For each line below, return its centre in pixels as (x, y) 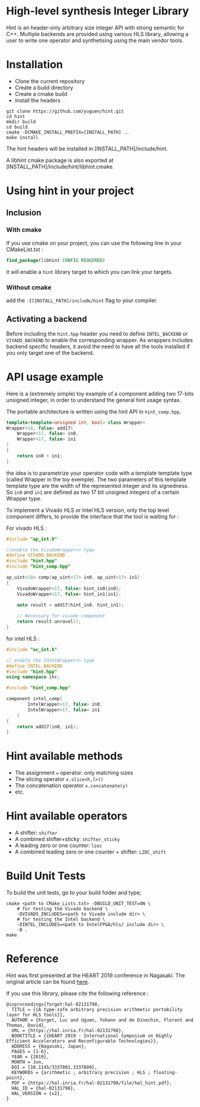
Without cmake (29, 287)
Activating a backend (47, 319)
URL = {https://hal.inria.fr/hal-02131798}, (68, 1031)
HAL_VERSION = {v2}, (37, 1094)
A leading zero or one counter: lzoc (59, 846)
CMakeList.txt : (25, 249)
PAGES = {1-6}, (30, 1052)
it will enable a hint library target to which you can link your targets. (90, 272)
